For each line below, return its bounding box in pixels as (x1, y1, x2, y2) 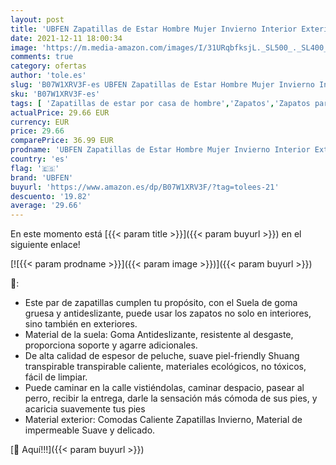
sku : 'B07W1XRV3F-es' (10, 89, 101, 99)
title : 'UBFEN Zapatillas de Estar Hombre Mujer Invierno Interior (10, 24, 298, 34)
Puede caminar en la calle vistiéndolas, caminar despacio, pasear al (24, 382, 305, 394)
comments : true (10, 52, 74, 62)
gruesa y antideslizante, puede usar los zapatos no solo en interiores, (24, 307, 312, 320)
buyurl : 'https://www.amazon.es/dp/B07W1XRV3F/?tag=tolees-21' (10, 182, 280, 192)
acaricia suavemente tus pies (24, 403, 146, 415)
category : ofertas (10, 61, 87, 71)
